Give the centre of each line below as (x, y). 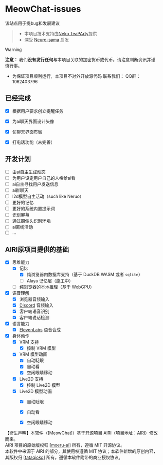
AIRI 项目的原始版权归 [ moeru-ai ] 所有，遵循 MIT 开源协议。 (65, 445)
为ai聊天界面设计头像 (33, 121)
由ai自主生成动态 (29, 172)
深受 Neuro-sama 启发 (46, 40)
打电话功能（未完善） (33, 142)
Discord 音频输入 (36, 305)
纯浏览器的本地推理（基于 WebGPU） (57, 287)
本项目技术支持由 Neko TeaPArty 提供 (61, 33)
